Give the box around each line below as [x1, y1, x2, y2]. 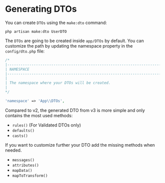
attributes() [12, 163, 39, 168]
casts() [12, 133, 28, 138]
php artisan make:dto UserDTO [5, 29, 67, 34]
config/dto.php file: [5, 48, 45, 54]
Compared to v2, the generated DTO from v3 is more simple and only [5, 107, 145, 113]
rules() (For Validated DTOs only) [12, 122, 81, 128]
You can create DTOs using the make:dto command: [5, 20, 107, 26]
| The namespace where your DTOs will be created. [5, 80, 111, 85]
